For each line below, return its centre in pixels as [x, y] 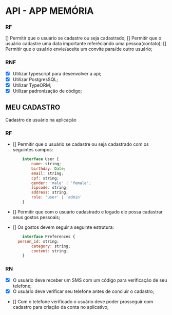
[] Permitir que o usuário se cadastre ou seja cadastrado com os [81, 144]
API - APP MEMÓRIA [50, 11]
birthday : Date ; [49, 169]
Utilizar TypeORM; [32, 85]
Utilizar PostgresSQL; [35, 79]
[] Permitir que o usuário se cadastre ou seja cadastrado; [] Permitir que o [83, 38]
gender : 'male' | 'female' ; [61, 183]
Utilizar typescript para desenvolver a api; [57, 73]
